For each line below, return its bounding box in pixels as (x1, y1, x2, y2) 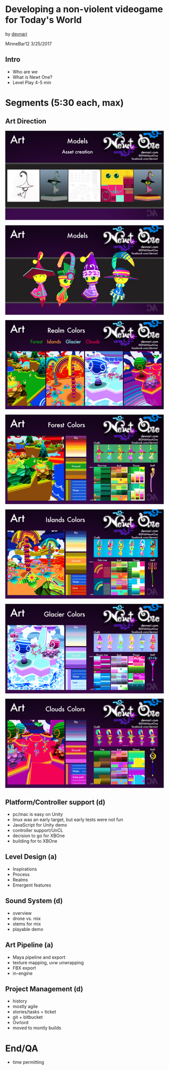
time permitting (12, 1059, 44, 1065)
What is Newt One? (12, 74, 53, 80)
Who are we (12, 69, 38, 75)
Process (12, 871, 30, 877)
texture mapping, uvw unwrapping (12, 959, 84, 966)
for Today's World (5, 14, 82, 26)
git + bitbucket (12, 1014, 43, 1020)
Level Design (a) (5, 853, 57, 861)
